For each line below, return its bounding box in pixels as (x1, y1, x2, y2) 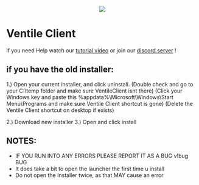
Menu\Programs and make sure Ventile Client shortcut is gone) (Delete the (6, 100, 194, 107)
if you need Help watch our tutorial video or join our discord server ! (6, 46, 176, 54)
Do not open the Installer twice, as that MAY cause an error (15, 171, 164, 179)
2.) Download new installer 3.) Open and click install (6, 118, 137, 125)
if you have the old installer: (6, 65, 114, 75)
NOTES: (6, 136, 37, 146)
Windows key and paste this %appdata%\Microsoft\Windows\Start (6, 93, 173, 100)
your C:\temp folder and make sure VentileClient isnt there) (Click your (6, 87, 183, 94)
